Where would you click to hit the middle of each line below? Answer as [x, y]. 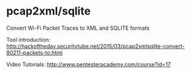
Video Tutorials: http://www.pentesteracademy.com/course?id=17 [89, 64]
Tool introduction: [28, 39]
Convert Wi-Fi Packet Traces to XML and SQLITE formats [78, 28]
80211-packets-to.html [34, 52]
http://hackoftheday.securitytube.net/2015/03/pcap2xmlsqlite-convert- [95, 46]
